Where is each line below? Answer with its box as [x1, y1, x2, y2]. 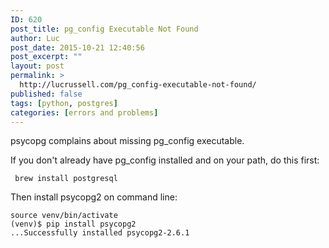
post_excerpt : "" [10, 52, 83, 62]
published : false [10, 89, 83, 99]
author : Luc [10, 33, 60, 43]
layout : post [10, 61, 65, 71]
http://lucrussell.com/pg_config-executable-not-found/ [19, 80, 257, 90]
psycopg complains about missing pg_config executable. [10, 135, 245, 147]
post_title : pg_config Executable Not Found [10, 24, 199, 34]
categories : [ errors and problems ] [10, 107, 159, 118]
